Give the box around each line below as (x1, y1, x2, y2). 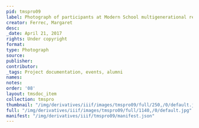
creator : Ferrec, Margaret (6, 19, 73, 25)
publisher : (6, 58, 33, 64)
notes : (6, 80, 23, 86)
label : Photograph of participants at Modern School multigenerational (6, 14, 187, 20)
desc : (6, 25, 20, 31)
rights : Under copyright (6, 36, 68, 42)
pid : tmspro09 (6, 8, 41, 15)
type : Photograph (6, 47, 49, 53)
